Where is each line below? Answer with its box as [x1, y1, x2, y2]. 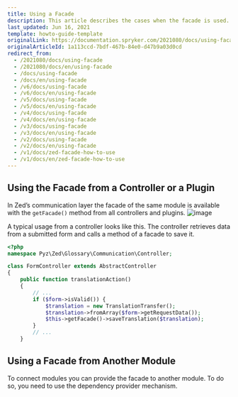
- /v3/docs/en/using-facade [13, 129, 97, 136]
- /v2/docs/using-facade [13, 136, 87, 143]
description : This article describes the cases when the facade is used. [7, 17, 230, 24]
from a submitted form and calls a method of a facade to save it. [7, 229, 195, 238]
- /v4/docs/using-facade [13, 109, 87, 116]
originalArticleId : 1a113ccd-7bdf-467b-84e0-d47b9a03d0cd [7, 43, 182, 50]
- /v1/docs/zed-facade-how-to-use [13, 149, 115, 156]
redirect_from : [7, 50, 52, 58]
